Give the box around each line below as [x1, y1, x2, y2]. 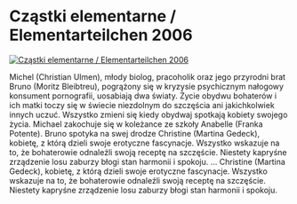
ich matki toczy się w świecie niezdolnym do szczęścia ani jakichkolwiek [9, 99, 276, 110]
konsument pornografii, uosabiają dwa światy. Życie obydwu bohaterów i [9, 90, 277, 101]
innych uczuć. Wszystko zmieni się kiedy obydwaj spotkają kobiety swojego [9, 109, 288, 120]
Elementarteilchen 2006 [9, 25, 193, 45]
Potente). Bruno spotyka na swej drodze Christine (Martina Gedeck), [9, 128, 261, 138]
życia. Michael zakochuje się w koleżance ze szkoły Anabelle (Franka [9, 118, 264, 129]
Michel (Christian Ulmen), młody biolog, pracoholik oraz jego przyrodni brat [9, 71, 286, 82]
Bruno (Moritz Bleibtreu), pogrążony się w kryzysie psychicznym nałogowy [9, 81, 285, 91]
